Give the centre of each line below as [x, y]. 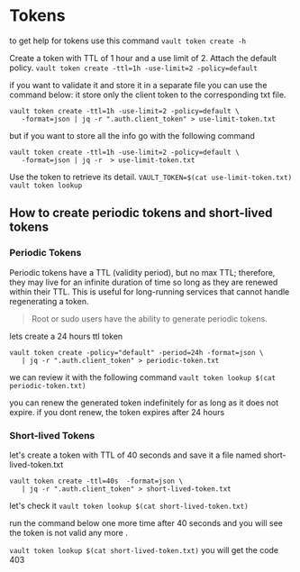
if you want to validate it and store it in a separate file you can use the [138, 85]
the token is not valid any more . [68, 532]
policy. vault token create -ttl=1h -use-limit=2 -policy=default [134, 68]
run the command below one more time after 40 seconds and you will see [146, 522]
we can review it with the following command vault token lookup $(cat [143, 377]
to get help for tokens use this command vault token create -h [127, 41]
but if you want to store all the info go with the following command [132, 135]
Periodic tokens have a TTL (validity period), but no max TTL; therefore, [142, 272]
